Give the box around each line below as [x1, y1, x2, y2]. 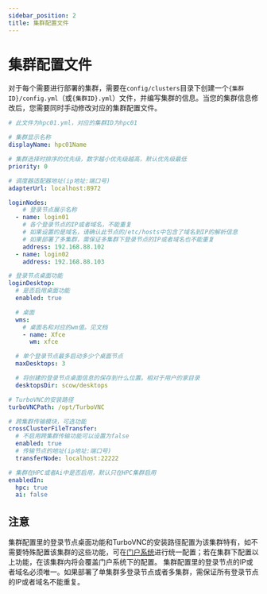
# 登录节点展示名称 [22, 206, 78, 214]
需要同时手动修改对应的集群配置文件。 [35, 103, 161, 113]
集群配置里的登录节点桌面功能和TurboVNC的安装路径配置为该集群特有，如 [8, 538, 252, 547]
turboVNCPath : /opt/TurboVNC [8, 403, 105, 411]
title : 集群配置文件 [8, 19, 69, 27]
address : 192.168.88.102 [22, 243, 105, 251]
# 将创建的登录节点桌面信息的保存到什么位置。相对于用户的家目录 [15, 374, 200, 382]
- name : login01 [15, 214, 69, 222]
